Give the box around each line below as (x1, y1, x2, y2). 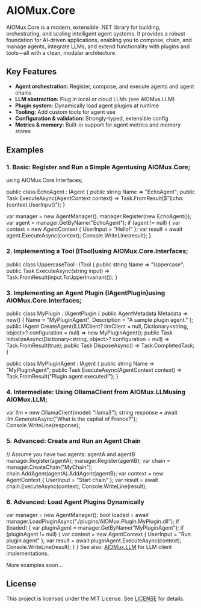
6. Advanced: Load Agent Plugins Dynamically (6, 498, 144, 506)
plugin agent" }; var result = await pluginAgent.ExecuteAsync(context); (6, 537, 182, 544)
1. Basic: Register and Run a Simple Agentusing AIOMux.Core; (6, 163, 191, 172)
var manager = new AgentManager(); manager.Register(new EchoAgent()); (6, 213, 191, 220)
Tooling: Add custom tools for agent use (14, 108, 116, 115)
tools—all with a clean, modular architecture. (6, 49, 117, 56)
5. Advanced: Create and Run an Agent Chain (6, 437, 141, 445)
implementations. (6, 550, 49, 557)
